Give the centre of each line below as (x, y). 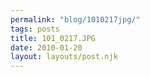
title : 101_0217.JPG (53, 38)
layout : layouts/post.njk (64, 57)
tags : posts (35, 29)
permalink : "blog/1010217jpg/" (75, 19)
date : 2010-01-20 (46, 47)
